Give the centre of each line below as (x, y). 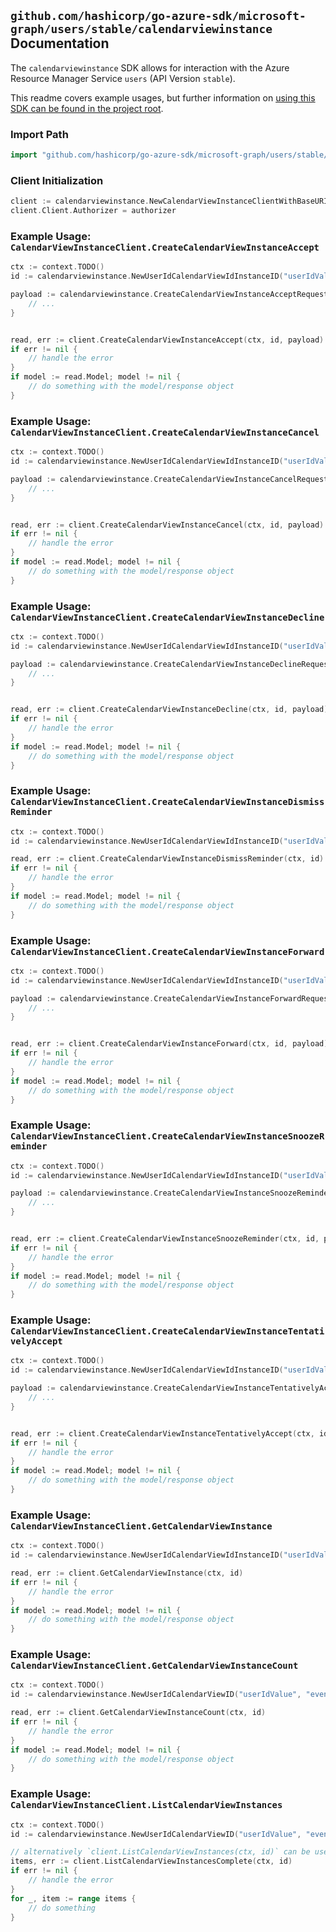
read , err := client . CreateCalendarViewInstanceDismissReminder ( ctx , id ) (167, 859)
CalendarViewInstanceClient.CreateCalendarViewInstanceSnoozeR (167, 1136)
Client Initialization (57, 180)
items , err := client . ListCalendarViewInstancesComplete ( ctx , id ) (151, 1861)
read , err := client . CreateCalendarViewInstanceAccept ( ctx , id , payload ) (167, 340)
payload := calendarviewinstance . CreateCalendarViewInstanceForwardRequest (171, 998)
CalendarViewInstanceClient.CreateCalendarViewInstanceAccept (165, 247)
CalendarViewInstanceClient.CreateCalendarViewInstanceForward (167, 951)
